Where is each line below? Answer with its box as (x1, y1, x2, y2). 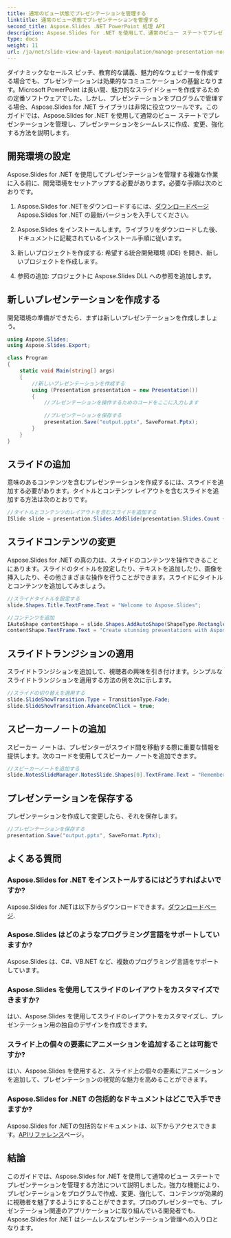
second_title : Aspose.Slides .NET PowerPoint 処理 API (7, 23, 166, 30)
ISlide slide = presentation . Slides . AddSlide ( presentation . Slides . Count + (7, 516, 226, 523)
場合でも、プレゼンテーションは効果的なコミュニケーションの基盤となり (12, 76, 218, 85)
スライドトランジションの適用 (7, 648, 134, 660)
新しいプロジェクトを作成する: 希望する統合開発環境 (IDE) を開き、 (16, 249, 207, 257)
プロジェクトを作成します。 (23, 257, 102, 265)
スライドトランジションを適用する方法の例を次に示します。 (7, 676, 175, 684)
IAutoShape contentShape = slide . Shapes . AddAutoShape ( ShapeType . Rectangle (7, 620, 226, 627)
